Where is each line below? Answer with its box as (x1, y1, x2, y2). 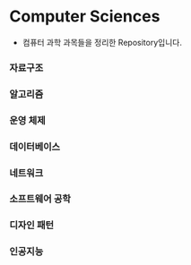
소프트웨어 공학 (9, 192, 72, 205)
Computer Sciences (9, 6, 161, 27)
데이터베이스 (9, 141, 61, 153)
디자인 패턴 (9, 219, 55, 232)
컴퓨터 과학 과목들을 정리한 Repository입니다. (22, 37, 182, 47)
